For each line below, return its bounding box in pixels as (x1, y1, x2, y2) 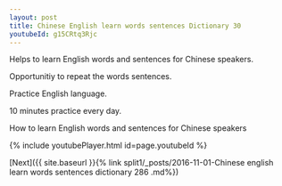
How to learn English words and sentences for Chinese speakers (9, 123, 247, 133)
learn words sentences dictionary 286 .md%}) (9, 166, 179, 178)
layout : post (9, 12, 58, 22)
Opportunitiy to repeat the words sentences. (9, 71, 172, 82)
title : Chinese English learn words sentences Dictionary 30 (9, 21, 242, 30)
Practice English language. (9, 88, 107, 99)
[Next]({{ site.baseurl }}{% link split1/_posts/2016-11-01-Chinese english (9, 158, 274, 168)
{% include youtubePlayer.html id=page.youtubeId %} (9, 140, 208, 151)
